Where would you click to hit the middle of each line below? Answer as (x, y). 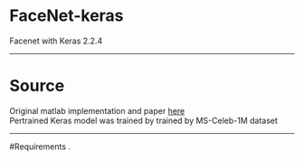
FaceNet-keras (66, 16)
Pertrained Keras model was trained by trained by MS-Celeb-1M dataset (144, 120)
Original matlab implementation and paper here (97, 110)
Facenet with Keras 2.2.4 (56, 41)
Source (37, 86)
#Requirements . (40, 147)
